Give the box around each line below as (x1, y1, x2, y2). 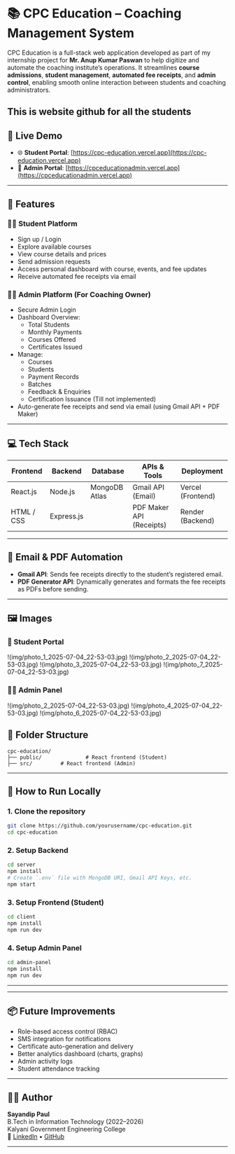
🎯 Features (7, 198, 55, 210)
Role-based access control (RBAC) (17, 1027, 118, 1036)
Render (180, 507, 204, 516)
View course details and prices (17, 249, 107, 258)
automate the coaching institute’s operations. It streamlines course (7, 63, 200, 71)
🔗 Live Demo (7, 130, 63, 142)
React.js (10, 486, 37, 496)
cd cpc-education (7, 829, 58, 836)
